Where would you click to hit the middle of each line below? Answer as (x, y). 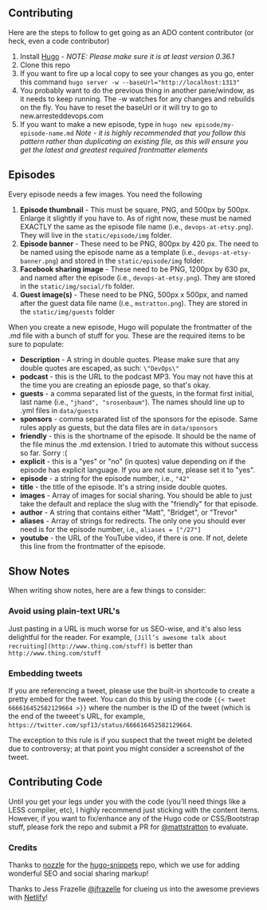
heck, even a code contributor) (59, 41)
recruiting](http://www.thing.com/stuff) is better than (100, 646)
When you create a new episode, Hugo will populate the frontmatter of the (130, 327)
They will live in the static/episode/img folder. (96, 235)
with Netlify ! (28, 897)
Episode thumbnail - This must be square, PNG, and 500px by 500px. (135, 209)
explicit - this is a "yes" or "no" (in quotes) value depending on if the (133, 461)
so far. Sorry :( (43, 453)
